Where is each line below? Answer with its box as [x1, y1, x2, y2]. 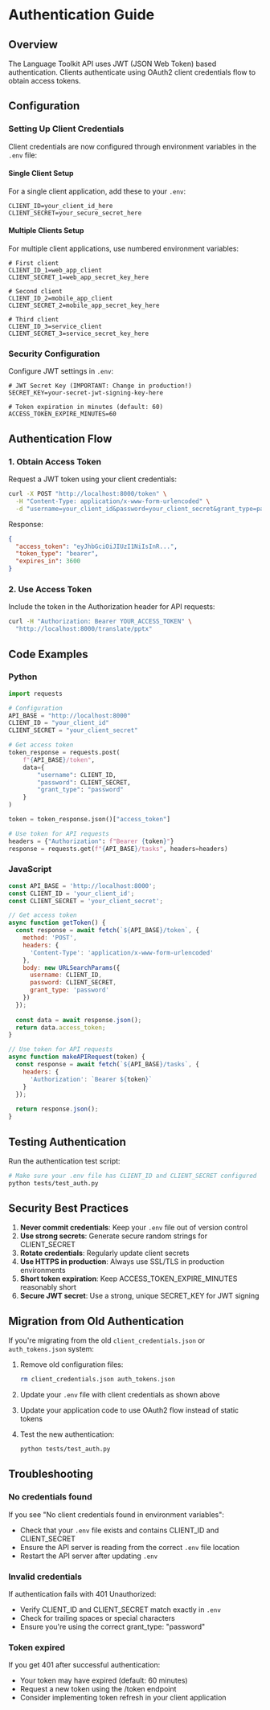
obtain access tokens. [8, 76, 81, 85]
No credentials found [8, 1491, 92, 1503]
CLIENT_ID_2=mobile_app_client [8, 295, 113, 303]
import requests [8, 689, 63, 697]
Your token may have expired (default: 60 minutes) [19, 1675, 188, 1685]
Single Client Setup [8, 169, 74, 178]
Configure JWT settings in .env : [8, 366, 114, 376]
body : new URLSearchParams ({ [22, 963, 121, 972]
